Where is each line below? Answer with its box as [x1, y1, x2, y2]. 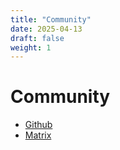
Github [24, 119, 53, 131]
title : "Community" [10, 14, 92, 25]
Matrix [24, 129, 52, 141]
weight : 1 [10, 42, 52, 53]
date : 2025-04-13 [10, 24, 83, 34]
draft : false [10, 33, 65, 43]
